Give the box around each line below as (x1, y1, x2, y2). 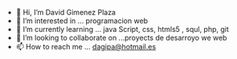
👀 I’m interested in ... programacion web (15, 16, 149, 26)
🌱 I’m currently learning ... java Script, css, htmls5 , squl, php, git (15, 25, 229, 33)
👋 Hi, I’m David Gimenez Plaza (15, 8, 116, 17)
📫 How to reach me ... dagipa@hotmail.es (15, 42, 157, 51)
